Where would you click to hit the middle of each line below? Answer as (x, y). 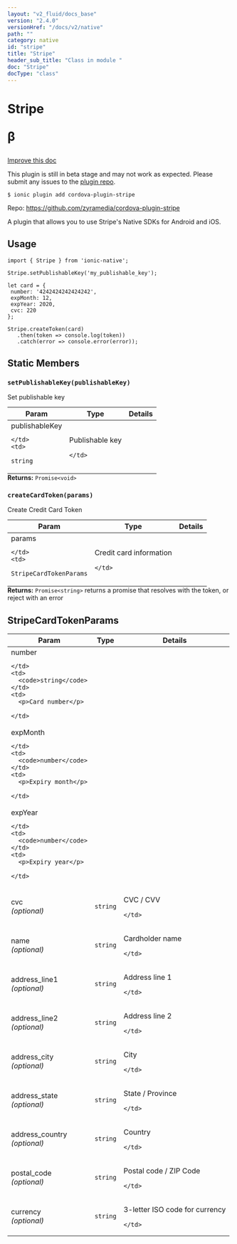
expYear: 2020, (33, 304)
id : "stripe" (27, 47)
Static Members (43, 363)
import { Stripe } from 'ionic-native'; (68, 261)
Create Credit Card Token (45, 510)
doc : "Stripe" (28, 67)
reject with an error (36, 598)
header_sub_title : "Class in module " (65, 61)
